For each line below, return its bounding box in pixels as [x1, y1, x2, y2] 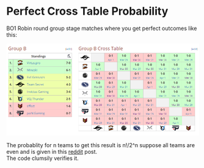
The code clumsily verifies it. [6, 155, 79, 162]
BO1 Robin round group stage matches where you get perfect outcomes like [6, 25, 197, 32]
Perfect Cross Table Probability [6, 4, 169, 18]
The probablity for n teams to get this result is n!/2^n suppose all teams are [6, 141, 195, 148]
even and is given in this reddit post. [6, 148, 98, 155]
